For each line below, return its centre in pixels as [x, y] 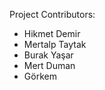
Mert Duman [49, 65]
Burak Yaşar [48, 55]
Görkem [40, 76]
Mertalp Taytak [55, 44]
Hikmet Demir [52, 33]
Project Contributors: [52, 14]
